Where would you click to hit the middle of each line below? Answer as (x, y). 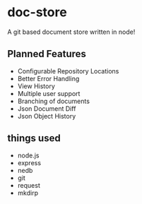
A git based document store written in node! (71, 32)
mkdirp (28, 193)
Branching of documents (54, 101)
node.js (29, 155)
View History (36, 86)
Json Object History (47, 116)
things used (34, 138)
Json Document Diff (47, 108)
